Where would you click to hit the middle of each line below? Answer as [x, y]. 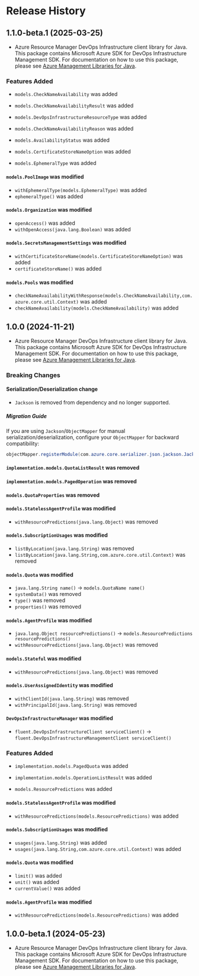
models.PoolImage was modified [45, 177]
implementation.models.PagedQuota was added [71, 766]
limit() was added [38, 875]
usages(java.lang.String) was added [61, 843]
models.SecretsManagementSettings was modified [66, 243]
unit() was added [37, 882]
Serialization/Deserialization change [52, 389]
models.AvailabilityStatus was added [62, 140]
